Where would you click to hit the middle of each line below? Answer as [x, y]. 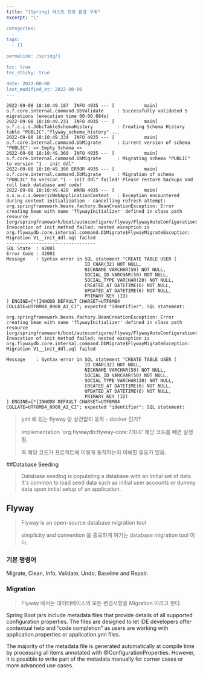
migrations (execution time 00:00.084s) [58, 116]
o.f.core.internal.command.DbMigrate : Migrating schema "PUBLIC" [98, 159]
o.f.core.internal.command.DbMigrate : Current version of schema [98, 143]
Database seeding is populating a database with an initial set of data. [107, 476]
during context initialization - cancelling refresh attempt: [86, 201]
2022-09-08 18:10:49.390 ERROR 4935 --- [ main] [82, 169]
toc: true [19, 67]
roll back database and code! [44, 185]
